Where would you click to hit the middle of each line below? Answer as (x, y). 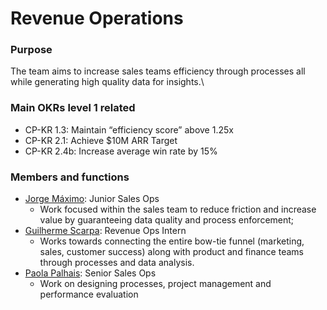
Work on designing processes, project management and (155, 284)
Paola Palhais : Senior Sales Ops (90, 273)
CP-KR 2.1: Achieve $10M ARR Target (101, 140)
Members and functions (70, 177)
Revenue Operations (97, 18)
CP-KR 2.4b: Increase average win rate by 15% (121, 151)
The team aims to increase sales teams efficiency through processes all (158, 71)
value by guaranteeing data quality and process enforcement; (167, 220)
